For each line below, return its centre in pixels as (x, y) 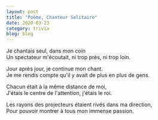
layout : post (22, 12)
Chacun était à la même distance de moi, (57, 87)
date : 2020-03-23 (28, 23)
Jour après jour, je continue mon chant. (54, 69)
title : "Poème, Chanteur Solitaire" (52, 17)
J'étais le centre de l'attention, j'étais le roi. (59, 93)
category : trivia (28, 28)
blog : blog (20, 34)
